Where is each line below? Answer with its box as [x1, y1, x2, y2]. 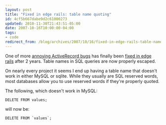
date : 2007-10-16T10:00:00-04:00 [5, 26, 74, 31]
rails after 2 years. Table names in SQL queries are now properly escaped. [5, 58, 156, 64]
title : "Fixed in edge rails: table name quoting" [5, 12, 112, 17]
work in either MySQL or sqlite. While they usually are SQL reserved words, [5, 73, 158, 79]
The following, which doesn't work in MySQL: [5, 87, 98, 94]
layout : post [5, 7, 32, 12]
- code [5, 35, 19, 40]
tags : [5, 30, 16, 35]
